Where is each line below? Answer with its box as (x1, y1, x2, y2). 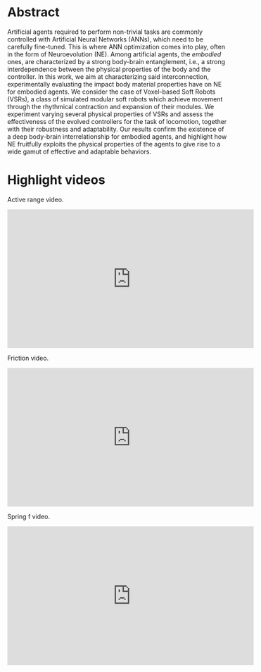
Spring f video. (7, 512, 51, 521)
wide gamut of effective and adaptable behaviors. (7, 147, 152, 156)
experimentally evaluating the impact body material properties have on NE (7, 80, 222, 88)
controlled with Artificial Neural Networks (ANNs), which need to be (7, 35, 204, 43)
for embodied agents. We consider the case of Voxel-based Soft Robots (7, 87, 216, 96)
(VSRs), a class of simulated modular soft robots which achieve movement (7, 94, 223, 103)
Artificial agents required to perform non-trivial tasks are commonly (7, 27, 203, 36)
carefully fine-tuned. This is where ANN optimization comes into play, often (7, 42, 226, 51)
